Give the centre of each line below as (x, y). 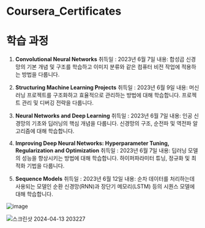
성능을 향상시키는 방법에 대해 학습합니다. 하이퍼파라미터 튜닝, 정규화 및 (106, 158)
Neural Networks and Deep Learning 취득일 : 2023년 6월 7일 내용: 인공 (104, 116)
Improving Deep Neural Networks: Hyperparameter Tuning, (92, 143)
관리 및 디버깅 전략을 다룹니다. (58, 103)
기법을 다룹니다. (46, 166)
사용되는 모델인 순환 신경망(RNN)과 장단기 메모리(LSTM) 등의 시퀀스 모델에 (105, 186)
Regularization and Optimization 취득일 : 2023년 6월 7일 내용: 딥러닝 (101, 150)
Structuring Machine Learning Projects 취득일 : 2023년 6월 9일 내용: (101, 87)
